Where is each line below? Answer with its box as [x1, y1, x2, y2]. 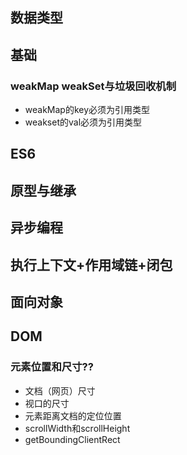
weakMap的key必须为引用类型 [24, 104, 151, 116]
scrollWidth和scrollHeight [24, 422, 131, 434]
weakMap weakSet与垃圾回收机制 [10, 79, 177, 93]
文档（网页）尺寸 [24, 384, 96, 397]
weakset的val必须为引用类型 [24, 116, 143, 128]
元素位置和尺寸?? [10, 360, 94, 374]
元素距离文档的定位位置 [24, 409, 122, 422]
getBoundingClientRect [24, 433, 121, 445]
